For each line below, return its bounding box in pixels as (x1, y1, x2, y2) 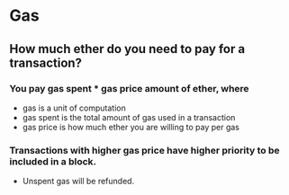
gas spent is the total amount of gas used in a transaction (22, 111, 236, 122)
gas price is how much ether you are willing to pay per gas (22, 121, 240, 132)
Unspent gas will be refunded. (22, 176, 135, 187)
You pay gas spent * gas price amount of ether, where (9, 82, 249, 94)
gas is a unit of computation (22, 102, 126, 113)
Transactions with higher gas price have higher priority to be (9, 144, 281, 156)
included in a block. (9, 155, 97, 167)
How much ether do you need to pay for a (9, 41, 246, 57)
